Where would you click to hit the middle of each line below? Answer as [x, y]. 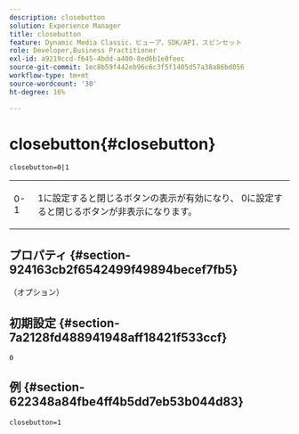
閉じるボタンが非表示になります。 [126, 212]
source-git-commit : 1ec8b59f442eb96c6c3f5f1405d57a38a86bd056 [127, 68]
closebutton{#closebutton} [113, 144]
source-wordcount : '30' [53, 84]
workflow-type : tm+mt [49, 76]
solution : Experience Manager [65, 26]
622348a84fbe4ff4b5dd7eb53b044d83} [127, 402]
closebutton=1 [36, 422]
